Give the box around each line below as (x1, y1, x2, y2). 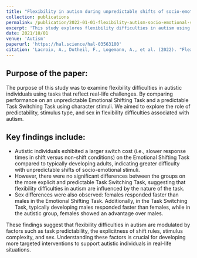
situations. (6, 246, 31, 253)
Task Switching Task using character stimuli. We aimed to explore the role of (6, 103, 191, 110)
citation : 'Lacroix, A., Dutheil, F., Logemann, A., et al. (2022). (6, 47, 177, 53)
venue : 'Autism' (6, 36, 46, 42)
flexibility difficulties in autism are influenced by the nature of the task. (14, 185, 185, 192)
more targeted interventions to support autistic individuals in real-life (6, 240, 172, 247)
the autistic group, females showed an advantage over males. (14, 210, 164, 217)
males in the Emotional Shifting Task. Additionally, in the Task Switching (14, 198, 188, 205)
